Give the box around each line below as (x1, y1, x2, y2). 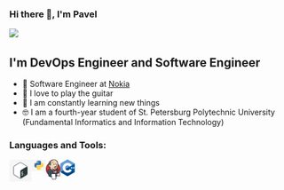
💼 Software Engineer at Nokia (21, 79, 130, 90)
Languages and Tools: (9, 139, 106, 152)
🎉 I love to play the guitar (21, 88, 114, 99)
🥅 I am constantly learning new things (21, 98, 160, 108)
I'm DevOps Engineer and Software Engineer (9, 55, 261, 70)
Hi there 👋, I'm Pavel (9, 8, 98, 20)
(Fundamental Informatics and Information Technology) (21, 117, 225, 128)
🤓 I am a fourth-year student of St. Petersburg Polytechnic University (21, 107, 275, 118)
